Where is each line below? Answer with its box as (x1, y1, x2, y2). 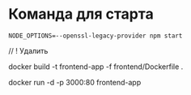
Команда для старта (8, 5, 154, 24)
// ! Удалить (8, 45, 49, 55)
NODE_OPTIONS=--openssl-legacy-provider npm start (8, 32, 183, 40)
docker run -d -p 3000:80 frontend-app (8, 77, 142, 87)
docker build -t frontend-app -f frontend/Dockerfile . (8, 62, 184, 71)
